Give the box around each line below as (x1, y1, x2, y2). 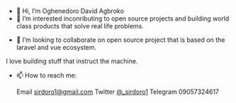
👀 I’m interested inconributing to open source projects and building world (16, 14, 230, 23)
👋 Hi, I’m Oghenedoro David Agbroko (16, 7, 125, 15)
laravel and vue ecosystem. (16, 43, 97, 51)
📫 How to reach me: (16, 71, 77, 80)
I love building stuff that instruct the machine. (6, 57, 138, 65)
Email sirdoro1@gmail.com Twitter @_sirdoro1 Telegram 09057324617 (16, 87, 220, 96)
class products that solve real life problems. (16, 22, 144, 30)
